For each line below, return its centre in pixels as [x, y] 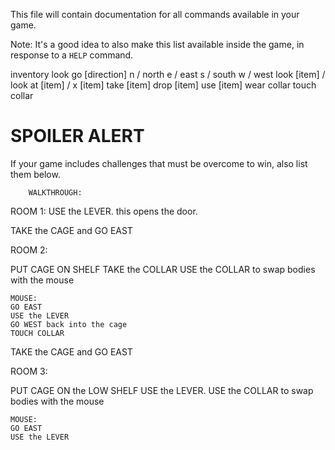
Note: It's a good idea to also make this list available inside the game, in [157, 44]
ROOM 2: [29, 250]
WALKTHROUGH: [55, 192]
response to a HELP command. [72, 55]
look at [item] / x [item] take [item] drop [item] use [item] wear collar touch [163, 85]
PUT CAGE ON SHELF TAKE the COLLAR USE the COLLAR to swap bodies [163, 269]
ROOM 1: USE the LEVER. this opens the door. [104, 211]
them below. [35, 174]
